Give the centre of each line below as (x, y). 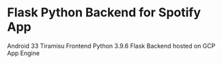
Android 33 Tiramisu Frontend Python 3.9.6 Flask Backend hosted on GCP (111, 46)
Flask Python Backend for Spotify (104, 13)
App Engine (23, 53)
